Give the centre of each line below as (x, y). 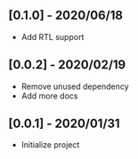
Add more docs (49, 95)
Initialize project (50, 145)
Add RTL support (53, 36)
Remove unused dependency (75, 86)
